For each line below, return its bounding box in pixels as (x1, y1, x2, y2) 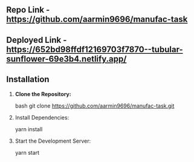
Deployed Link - (6, 34, 67, 45)
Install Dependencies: (15, 114, 70, 121)
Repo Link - (6, 5, 50, 15)
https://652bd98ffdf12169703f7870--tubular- (6, 44, 183, 54)
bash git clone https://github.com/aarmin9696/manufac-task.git (15, 102, 175, 109)
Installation (6, 74, 50, 85)
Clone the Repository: (15, 90, 71, 97)
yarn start (15, 149, 40, 156)
